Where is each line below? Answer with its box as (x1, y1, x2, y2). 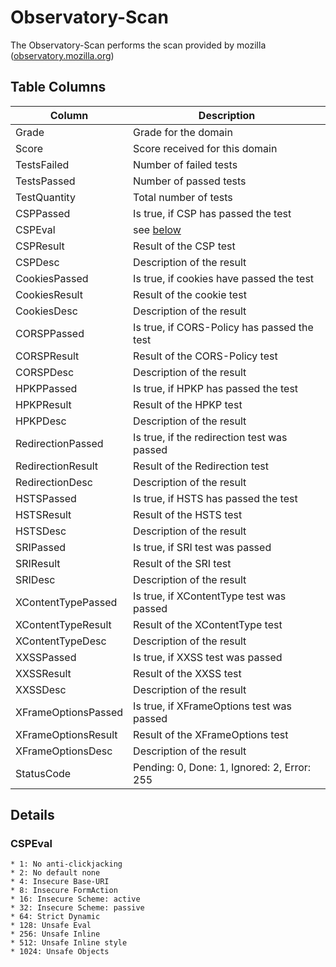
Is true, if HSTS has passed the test (133, 491, 298, 505)
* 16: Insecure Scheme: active (10, 894, 141, 905)
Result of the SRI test (133, 556, 232, 570)
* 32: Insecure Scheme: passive (10, 903, 145, 913)
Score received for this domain (133, 141, 278, 155)
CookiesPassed (15, 271, 89, 285)
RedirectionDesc (15, 475, 93, 489)
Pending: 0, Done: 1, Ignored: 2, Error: (133, 760, 312, 774)
